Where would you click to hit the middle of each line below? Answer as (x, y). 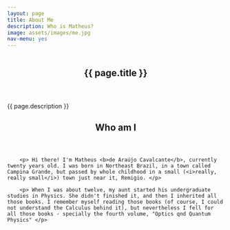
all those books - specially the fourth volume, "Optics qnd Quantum (109, 214)
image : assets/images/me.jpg (49, 33)
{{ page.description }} (38, 106)
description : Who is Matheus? (51, 26)
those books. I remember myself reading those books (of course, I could (115, 202)
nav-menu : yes (28, 39)
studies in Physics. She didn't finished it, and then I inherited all (112, 196)
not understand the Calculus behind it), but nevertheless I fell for (111, 208)
